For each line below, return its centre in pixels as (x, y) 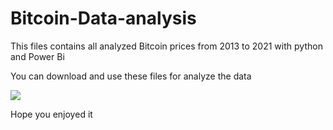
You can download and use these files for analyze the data (131, 76)
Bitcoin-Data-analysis (103, 18)
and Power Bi (37, 56)
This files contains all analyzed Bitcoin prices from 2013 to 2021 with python (166, 46)
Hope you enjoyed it (51, 114)
